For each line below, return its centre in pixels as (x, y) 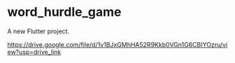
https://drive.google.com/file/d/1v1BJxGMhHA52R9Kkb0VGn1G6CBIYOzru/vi (117, 44)
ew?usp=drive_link (34, 52)
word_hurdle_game (64, 12)
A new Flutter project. (38, 31)
